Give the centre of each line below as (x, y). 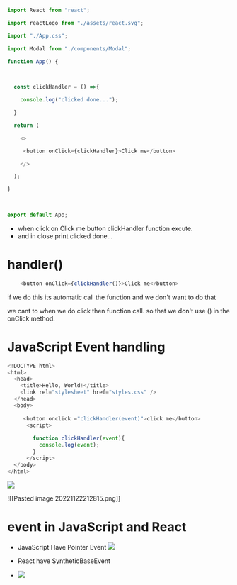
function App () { (33, 61)
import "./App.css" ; (38, 35)
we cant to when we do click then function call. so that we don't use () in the (118, 311)
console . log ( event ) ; (69, 445)
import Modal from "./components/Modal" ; (69, 49)
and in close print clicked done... (65, 236)
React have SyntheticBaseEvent (64, 561)
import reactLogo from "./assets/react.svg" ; (75, 23)
